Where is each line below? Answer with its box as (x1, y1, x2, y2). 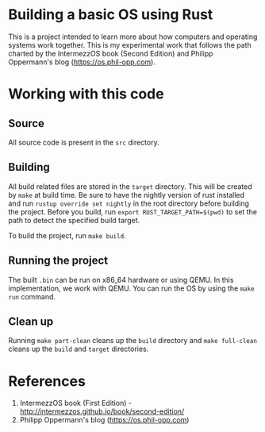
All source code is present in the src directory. (8, 137, 160, 147)
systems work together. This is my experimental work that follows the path (8, 40, 252, 49)
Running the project (8, 254, 109, 268)
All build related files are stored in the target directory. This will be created (8, 181, 252, 191)
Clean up (8, 314, 54, 328)
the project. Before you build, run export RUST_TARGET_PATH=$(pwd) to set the (8, 206, 258, 216)
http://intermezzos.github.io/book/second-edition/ (19, 407, 185, 416)
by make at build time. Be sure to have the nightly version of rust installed (8, 190, 244, 199)
